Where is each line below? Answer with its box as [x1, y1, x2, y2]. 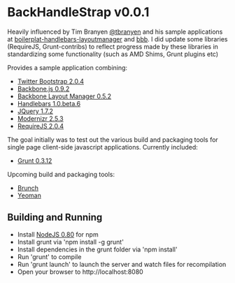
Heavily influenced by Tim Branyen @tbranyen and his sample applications [7, 27, 223, 36]
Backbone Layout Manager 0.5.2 [17, 92, 112, 100]
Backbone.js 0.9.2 [17, 84, 70, 93]
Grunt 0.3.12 [17, 156, 52, 165]
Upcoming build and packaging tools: [7, 170, 115, 178]
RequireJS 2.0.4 [17, 121, 64, 130]
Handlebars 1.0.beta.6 [17, 99, 81, 107]
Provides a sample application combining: [7, 63, 128, 72]
